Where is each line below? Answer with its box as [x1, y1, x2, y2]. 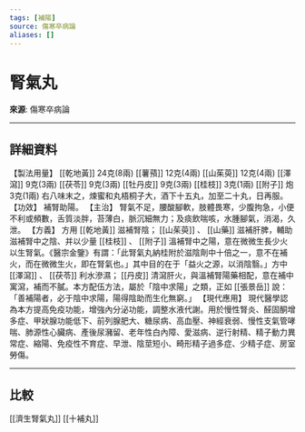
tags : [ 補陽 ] [9, 13, 56, 23]
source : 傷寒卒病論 [9, 22, 76, 31]
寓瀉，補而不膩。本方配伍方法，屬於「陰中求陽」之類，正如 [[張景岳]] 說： [9, 281, 289, 292]
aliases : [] [9, 30, 54, 39]
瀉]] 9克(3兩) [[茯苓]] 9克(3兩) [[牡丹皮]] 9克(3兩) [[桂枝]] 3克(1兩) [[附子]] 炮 [9, 179, 294, 190]
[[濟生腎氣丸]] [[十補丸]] [9, 413, 99, 424]
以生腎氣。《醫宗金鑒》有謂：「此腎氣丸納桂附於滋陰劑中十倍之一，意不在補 [9, 247, 288, 258]
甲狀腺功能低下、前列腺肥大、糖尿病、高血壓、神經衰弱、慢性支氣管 [33, 316, 288, 327]
